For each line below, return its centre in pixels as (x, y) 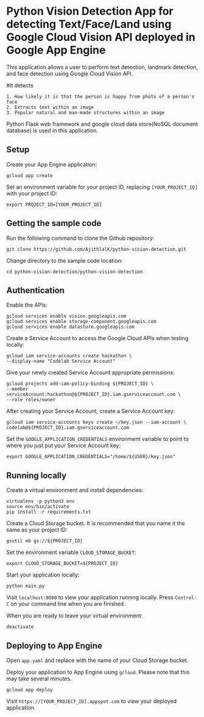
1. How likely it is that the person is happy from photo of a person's (100, 96)
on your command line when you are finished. (68, 604)
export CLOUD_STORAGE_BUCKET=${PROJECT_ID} (62, 564)
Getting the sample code (54, 223)
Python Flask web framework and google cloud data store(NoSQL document (102, 124)
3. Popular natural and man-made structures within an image (86, 112)
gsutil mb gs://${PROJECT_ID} (45, 541)
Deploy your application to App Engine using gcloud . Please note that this (98, 672)
